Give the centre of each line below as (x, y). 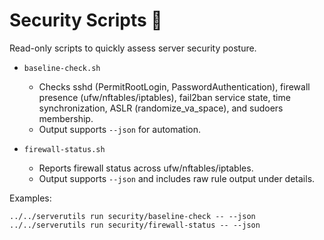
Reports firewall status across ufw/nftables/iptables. (146, 168)
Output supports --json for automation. (120, 129)
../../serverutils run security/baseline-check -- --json (132, 216)
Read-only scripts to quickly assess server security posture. (133, 48)
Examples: (30, 198)
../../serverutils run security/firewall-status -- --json (135, 225)
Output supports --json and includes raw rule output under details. (177, 178)
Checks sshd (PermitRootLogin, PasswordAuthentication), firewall (174, 86)
